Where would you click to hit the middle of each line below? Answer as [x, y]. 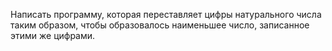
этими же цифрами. [53, 35]
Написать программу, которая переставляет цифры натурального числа [166, 14]
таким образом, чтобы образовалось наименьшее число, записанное [160, 25]
